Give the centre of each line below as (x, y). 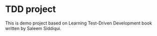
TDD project (31, 9)
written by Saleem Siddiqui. (33, 28)
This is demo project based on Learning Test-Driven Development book (78, 23)
